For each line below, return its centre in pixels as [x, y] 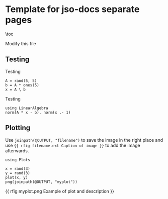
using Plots [18, 160]
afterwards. [17, 151]
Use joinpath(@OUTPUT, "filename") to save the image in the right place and [84, 140]
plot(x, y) [17, 177]
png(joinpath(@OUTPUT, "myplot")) [41, 182]
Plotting [18, 128]
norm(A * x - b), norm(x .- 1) [38, 112]
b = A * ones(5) [22, 85]
